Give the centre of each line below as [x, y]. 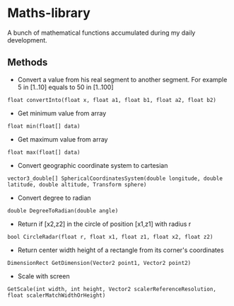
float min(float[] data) [44, 126]
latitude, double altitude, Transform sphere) [77, 185]
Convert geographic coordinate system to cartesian [93, 165]
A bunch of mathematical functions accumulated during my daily [101, 33]
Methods [28, 63]
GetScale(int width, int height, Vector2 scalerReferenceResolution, [112, 289]
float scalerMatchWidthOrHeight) [57, 295]
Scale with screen [43, 276]
